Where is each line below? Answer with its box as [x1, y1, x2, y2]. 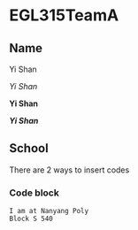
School [9, 141, 49, 156]
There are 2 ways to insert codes [9, 165, 130, 175]
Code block [9, 187, 59, 199]
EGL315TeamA [9, 5, 119, 26]
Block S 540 [9, 214, 53, 224]
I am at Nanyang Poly [9, 207, 89, 216]
